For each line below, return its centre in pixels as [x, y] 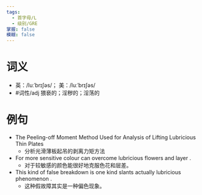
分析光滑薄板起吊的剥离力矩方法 [65, 151]
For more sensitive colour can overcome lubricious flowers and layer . [103, 158]
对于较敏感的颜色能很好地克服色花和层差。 [78, 165]
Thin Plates [29, 144]
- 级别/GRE [25, 23]
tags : [13, 12]
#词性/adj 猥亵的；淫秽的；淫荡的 [57, 93]
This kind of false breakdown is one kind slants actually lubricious [98, 172]
